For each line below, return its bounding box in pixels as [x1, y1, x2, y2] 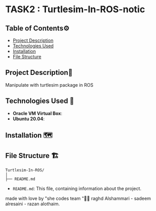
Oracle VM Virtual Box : [12, 110, 62, 116]
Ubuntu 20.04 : [12, 116, 45, 122]
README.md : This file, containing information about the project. [12, 185, 142, 192]
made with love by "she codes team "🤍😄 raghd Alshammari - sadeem [5, 195, 151, 201]
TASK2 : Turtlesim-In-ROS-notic [5, 4, 145, 15]
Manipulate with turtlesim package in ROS [5, 82, 94, 88]
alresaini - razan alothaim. [5, 200, 60, 207]
